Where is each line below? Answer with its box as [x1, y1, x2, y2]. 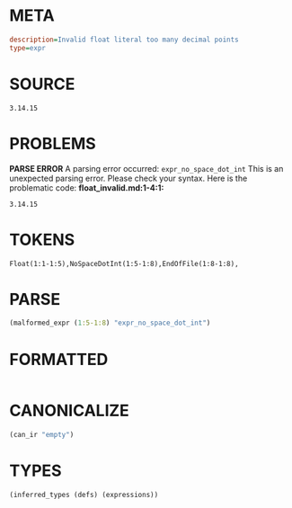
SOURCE [9, 74, 75, 94]
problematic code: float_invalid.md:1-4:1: [9, 182, 164, 193]
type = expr [9, 43, 47, 52]
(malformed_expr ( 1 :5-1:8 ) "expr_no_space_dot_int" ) [9, 318, 211, 328]
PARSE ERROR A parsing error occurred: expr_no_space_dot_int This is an [9, 163, 284, 174]
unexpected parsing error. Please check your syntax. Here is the [9, 173, 248, 183]
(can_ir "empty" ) [9, 431, 75, 440]
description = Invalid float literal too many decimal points [9, 35, 240, 44]
